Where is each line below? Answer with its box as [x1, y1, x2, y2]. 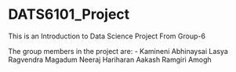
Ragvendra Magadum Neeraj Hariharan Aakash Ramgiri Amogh [8, 55, 212, 64]
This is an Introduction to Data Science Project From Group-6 [8, 31, 206, 41]
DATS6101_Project [8, 5, 130, 23]
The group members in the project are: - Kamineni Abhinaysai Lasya [8, 46, 229, 56]
